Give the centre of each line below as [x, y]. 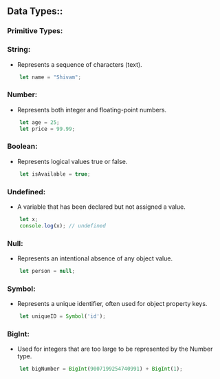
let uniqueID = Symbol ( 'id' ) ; [63, 316]
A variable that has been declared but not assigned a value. [101, 207]
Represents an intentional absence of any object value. [95, 258]
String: [19, 50]
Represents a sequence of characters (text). [79, 64]
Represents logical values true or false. [72, 161]
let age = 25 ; [40, 122]
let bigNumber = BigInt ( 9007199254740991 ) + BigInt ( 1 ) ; [101, 369]
